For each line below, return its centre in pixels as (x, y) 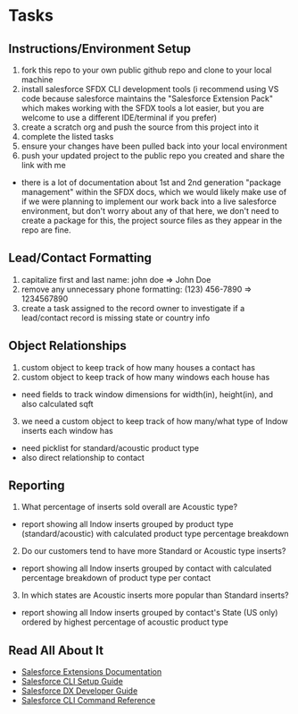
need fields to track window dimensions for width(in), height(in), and (147, 394)
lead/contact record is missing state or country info (116, 318)
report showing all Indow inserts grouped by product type (127, 524)
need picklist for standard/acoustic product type (110, 447)
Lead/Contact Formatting (80, 258)
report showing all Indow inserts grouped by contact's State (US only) (149, 613)
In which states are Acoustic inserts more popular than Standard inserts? (155, 595)
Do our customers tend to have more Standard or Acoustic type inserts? (153, 551)
